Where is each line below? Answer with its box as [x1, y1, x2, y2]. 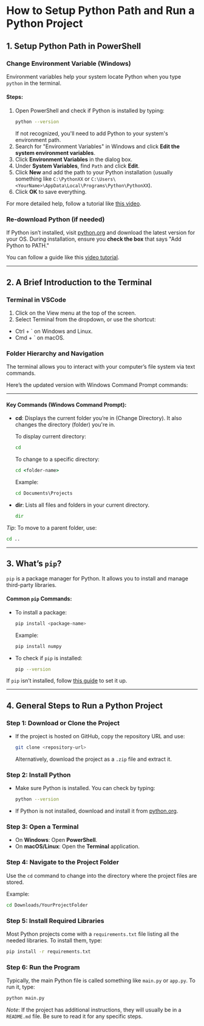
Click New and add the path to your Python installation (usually [15, 168, 173, 176]
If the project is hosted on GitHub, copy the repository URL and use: [15, 733, 185, 740]
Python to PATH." [6, 242, 50, 249]
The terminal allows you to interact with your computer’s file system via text [6, 363, 195, 371]
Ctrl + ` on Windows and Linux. [15, 327, 93, 335]
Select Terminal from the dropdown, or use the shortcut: [15, 315, 156, 323]
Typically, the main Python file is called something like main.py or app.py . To [6, 977, 195, 985]
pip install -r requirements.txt [6, 949, 91, 955]
